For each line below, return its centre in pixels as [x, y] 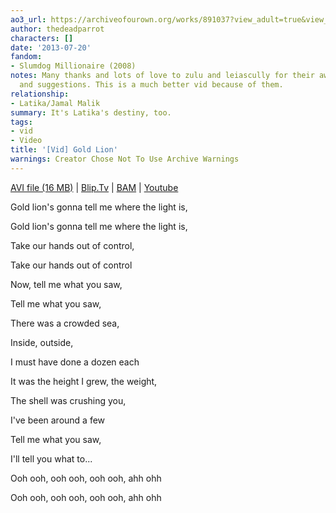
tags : [21, 122]
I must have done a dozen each [75, 362]
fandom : [26, 57]
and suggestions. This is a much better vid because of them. [151, 85]
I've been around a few [58, 420]
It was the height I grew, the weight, [84, 381]
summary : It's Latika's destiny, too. [91, 112]
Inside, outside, [42, 342]
